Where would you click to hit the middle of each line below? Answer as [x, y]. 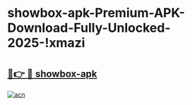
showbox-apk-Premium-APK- [96, 13]
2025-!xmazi [46, 43]
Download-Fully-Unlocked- [89, 28]
